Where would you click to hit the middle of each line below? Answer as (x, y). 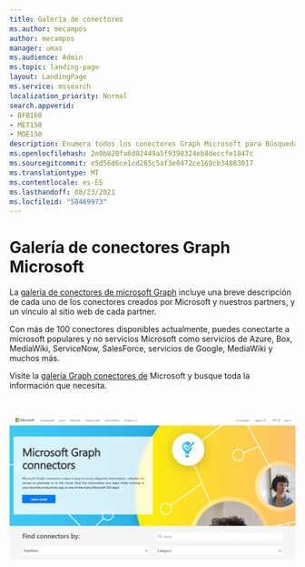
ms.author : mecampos (49, 29)
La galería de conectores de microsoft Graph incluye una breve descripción (151, 292)
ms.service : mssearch (50, 86)
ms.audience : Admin (46, 58)
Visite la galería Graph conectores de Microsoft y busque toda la (130, 376)
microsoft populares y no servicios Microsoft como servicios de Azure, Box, (151, 339)
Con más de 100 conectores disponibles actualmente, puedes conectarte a (150, 329)
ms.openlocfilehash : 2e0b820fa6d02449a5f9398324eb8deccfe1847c (132, 154)
